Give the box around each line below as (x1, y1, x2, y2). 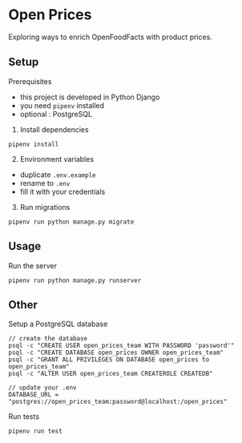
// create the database (8, 335, 88, 343)
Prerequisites (8, 76, 52, 86)
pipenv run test (8, 427, 63, 436)
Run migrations (19, 202, 71, 211)
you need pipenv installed (19, 100, 105, 110)
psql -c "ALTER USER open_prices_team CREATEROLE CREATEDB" (8, 370, 214, 378)
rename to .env (19, 178, 71, 187)
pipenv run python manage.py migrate (8, 218, 135, 226)
